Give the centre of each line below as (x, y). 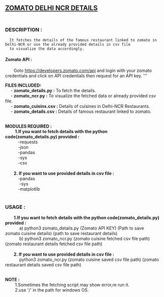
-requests (28, 142)
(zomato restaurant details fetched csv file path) (54, 244)
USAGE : (15, 207)
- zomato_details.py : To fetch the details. (53, 90)
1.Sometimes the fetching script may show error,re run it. (72, 285)
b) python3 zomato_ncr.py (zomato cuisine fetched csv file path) (84, 239)
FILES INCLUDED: (23, 85)
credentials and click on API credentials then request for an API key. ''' (76, 75)
